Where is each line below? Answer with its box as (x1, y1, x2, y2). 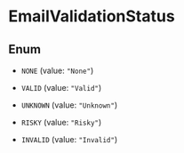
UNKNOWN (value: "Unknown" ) (20, 100, 117, 110)
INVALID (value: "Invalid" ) (20, 134, 117, 144)
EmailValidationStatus (8, 6, 175, 27)
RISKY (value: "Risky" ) (20, 117, 102, 127)
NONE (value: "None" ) (20, 65, 94, 76)
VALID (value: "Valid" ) (20, 83, 102, 93)
